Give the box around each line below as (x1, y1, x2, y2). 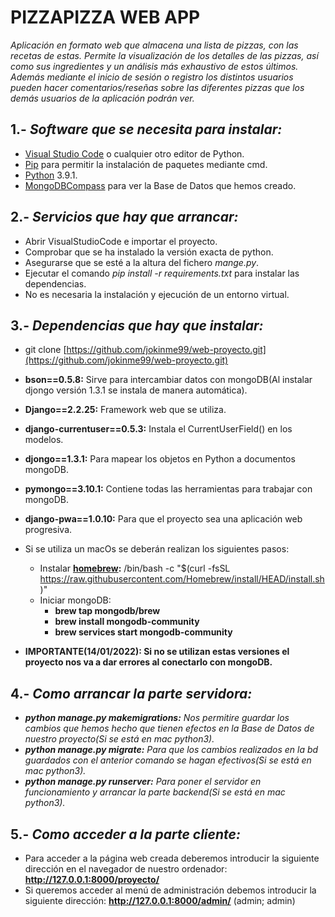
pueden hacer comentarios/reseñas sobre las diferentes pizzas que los (10, 81, 305, 93)
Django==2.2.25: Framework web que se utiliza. (24, 404, 227, 416)
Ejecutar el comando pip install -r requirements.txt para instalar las (24, 267, 300, 279)
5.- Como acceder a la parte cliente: (10, 826, 241, 843)
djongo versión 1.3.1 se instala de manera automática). (24, 384, 248, 396)
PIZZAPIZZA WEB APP (10, 6, 201, 29)
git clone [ (24, 344, 67, 356)
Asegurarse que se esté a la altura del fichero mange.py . (24, 256, 260, 268)
